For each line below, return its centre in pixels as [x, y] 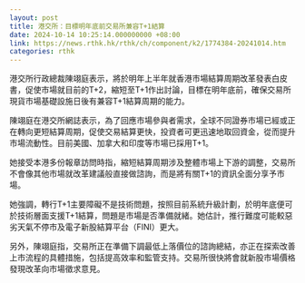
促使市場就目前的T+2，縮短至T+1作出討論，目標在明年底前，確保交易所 [158, 90]
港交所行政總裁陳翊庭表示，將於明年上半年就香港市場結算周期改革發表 [141, 79]
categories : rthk [42, 52]
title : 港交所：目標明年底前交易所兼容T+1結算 [87, 26]
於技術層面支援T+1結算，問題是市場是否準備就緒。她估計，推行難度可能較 [147, 216]
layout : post [34, 18]
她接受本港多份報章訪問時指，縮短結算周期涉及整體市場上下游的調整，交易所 [152, 162]
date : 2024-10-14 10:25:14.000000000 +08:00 [95, 34]
